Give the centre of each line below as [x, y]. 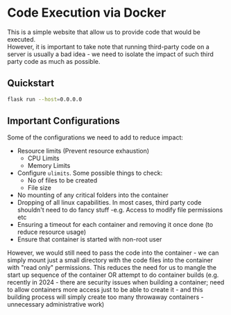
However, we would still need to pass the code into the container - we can [113, 253]
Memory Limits [49, 166]
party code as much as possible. [54, 61]
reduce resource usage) [52, 232]
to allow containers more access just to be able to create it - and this [105, 290]
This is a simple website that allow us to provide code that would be [104, 32]
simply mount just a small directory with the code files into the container [110, 260]
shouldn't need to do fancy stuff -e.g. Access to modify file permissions [120, 210]
